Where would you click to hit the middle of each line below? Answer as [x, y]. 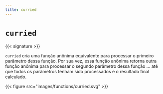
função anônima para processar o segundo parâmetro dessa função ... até [81, 66]
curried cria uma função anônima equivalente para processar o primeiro [80, 55]
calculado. [16, 77]
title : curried [21, 10]
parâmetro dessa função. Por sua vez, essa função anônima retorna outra [81, 61]
